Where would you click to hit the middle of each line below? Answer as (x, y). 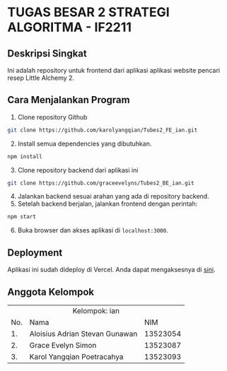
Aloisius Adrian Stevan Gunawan (83, 334)
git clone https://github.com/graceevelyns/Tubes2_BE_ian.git (101, 183)
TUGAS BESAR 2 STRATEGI (88, 12)
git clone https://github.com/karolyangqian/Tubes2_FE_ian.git (103, 130)
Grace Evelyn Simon (63, 345)
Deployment (35, 253)
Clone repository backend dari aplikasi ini (78, 170)
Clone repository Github (52, 117)
